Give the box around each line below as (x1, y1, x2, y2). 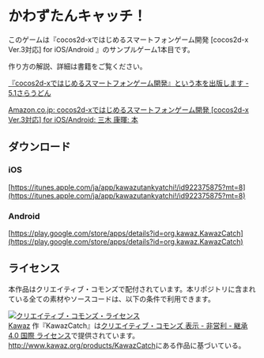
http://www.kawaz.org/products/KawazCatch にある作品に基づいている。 (8, 341, 246, 350)
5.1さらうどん (8, 88, 51, 97)
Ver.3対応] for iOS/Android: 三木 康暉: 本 (8, 115, 138, 124)
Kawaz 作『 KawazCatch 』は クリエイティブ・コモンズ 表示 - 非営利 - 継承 (8, 321, 248, 330)
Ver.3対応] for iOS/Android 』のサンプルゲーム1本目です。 (8, 44, 195, 54)
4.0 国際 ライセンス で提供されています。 (8, 330, 140, 340)
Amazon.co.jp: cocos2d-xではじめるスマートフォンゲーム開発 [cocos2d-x (8, 104, 249, 115)
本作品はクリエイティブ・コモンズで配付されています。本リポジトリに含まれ (8, 284, 256, 293)
